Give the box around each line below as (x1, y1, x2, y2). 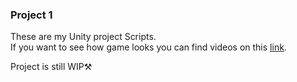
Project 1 (10, 8, 53, 22)
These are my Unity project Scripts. (10, 31, 157, 43)
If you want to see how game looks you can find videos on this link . (10, 41, 287, 53)
